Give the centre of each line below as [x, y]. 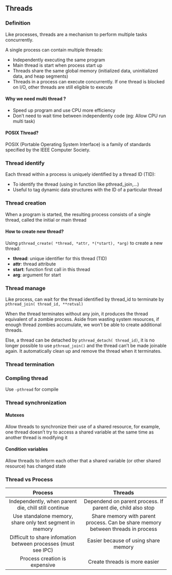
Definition [18, 23]
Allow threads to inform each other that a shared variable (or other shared [83, 460]
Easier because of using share [124, 541]
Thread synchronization [36, 403]
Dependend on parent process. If [124, 501]
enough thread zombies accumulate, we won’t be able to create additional [83, 325]
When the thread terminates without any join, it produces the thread [77, 314]
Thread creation [26, 203]
